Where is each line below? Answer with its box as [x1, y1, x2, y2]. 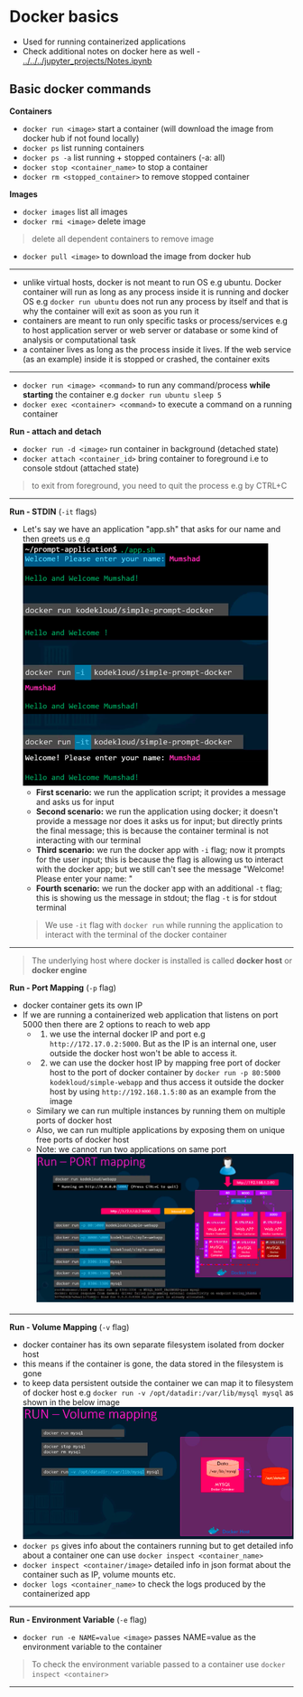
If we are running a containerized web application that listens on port [22, 1009, 279, 1020]
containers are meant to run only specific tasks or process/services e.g [22, 314, 289, 326]
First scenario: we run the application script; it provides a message [35, 786, 287, 797]
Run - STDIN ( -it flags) [9, 506, 97, 517]
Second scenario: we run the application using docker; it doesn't [35, 806, 279, 817]
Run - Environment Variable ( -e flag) [9, 1615, 147, 1626]
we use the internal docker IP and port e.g [49, 1028, 206, 1039]
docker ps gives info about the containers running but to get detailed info [22, 1541, 294, 1552]
